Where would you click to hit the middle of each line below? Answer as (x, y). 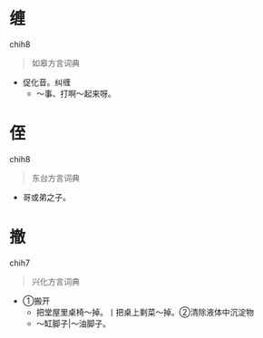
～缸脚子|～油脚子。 (73, 324)
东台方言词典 (55, 178)
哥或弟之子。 (46, 197)
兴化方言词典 (55, 281)
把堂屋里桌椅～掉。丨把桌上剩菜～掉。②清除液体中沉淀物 (145, 312)
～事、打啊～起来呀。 (76, 93)
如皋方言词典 (55, 63)
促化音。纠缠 (46, 82)
